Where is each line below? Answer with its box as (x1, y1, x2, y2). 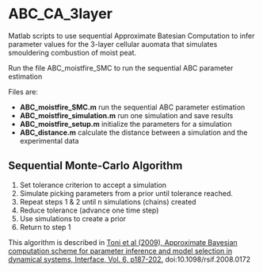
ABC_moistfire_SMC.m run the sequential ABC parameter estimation (19, 102, 246, 112)
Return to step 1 (19, 222, 71, 232)
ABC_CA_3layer (8, 5, 113, 23)
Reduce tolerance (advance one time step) (19, 205, 159, 215)
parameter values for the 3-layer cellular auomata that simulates (8, 39, 218, 48)
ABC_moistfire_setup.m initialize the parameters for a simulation (19, 119, 232, 128)
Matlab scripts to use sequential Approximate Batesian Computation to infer (8, 31, 255, 40)
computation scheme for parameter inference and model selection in (8, 246, 232, 255)
